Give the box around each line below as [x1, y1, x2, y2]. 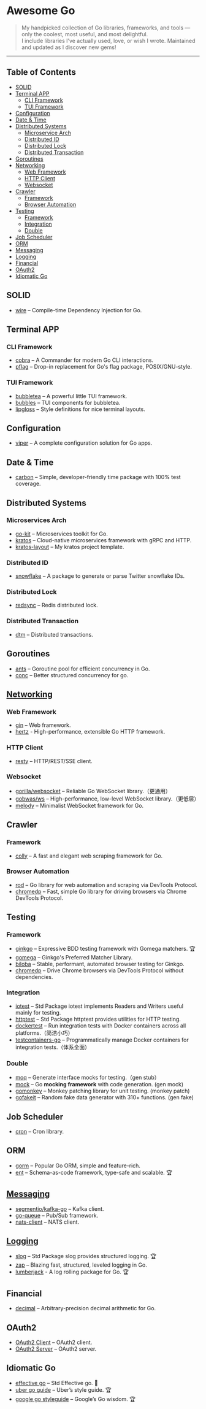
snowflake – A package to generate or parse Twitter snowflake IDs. [15, 572, 185, 580]
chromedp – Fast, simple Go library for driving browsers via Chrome [15, 888, 187, 895]
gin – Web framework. [15, 721, 71, 729]
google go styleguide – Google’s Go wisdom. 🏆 [15, 1395, 136, 1402]
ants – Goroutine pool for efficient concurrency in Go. [15, 665, 150, 672]
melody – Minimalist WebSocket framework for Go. [15, 802, 144, 809]
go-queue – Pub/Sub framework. [15, 1211, 99, 1219]
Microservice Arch [24, 129, 72, 136]
